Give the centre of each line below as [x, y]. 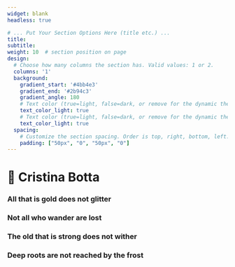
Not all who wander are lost [55, 218]
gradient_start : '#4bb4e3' [59, 84]
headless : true [29, 20]
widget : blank [28, 14]
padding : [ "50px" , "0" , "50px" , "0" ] [75, 143]
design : [19, 59]
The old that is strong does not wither [72, 236]
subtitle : [22, 46]
